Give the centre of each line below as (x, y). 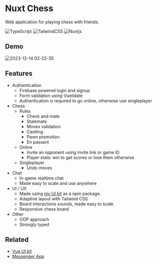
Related (17, 239)
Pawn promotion (43, 137)
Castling (35, 132)
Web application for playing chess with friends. (52, 22)
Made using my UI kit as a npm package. (60, 193)
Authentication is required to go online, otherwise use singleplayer (86, 100)
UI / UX (19, 188)
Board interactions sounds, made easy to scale (66, 204)
